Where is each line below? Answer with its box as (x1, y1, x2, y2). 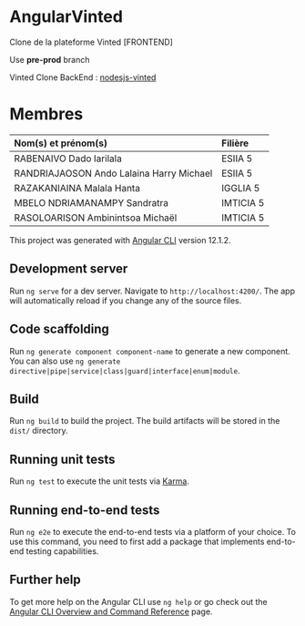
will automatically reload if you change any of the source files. (9, 294, 242, 306)
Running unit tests (9, 451, 116, 467)
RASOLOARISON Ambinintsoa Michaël (14, 211, 178, 224)
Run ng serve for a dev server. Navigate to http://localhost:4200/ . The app (9, 285, 296, 296)
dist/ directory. (9, 426, 68, 436)
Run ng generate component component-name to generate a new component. (9, 345, 291, 356)
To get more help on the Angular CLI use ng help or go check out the (9, 596, 268, 607)
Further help (9, 572, 82, 588)
